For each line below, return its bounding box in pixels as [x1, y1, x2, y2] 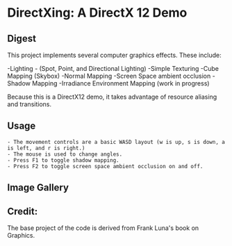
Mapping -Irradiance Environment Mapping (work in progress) [32, 79, 210, 88]
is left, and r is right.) [7, 145, 85, 151]
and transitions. [7, 100, 52, 108]
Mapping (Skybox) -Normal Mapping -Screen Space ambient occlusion [7, 72, 211, 80]
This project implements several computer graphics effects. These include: [7, 51, 222, 59]
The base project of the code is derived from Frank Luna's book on [7, 224, 199, 232]
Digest [7, 33, 37, 44]
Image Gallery [7, 182, 69, 194]
